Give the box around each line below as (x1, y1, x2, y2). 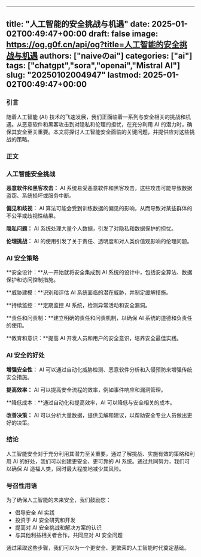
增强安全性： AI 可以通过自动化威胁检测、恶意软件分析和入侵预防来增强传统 (6, 366, 193, 373)
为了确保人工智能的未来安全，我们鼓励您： (6, 497, 111, 504)
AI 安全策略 (6, 254, 39, 262)
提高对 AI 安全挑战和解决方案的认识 (14, 524, 102, 531)
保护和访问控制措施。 (6, 276, 59, 283)
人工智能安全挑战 (6, 169, 56, 178)
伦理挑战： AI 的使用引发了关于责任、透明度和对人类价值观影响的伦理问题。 (6, 237, 193, 244)
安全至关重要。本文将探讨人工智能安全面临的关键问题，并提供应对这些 (16, 128, 190, 135)
